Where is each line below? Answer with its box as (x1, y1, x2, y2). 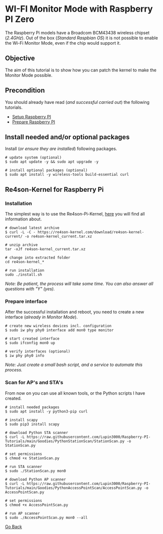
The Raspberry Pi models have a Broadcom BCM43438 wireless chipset (5, 30, 149, 35)
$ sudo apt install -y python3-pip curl (5, 409, 88, 414)
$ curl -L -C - (5, 230, 36, 235)
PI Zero (5, 14, 34, 25)
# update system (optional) (5, 155, 62, 160)
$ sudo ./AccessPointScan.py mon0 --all (5, 515, 88, 520)
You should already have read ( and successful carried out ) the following (5, 99, 149, 105)
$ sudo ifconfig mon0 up (5, 341, 55, 346)
